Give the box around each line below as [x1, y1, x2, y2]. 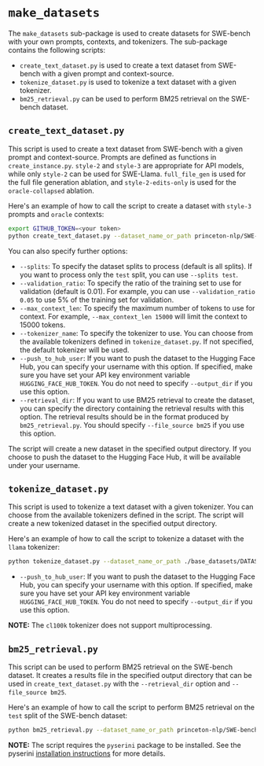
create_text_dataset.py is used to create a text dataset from [19, 61, 217, 70]
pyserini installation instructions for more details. [8, 749, 166, 758]
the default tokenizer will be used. [19, 344, 130, 355]
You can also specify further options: [8, 246, 128, 256]
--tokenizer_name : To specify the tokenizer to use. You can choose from [19, 328, 254, 337]
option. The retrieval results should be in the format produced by [19, 411, 229, 422]
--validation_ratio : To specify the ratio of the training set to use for [19, 278, 242, 288]
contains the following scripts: [8, 45, 106, 54]
